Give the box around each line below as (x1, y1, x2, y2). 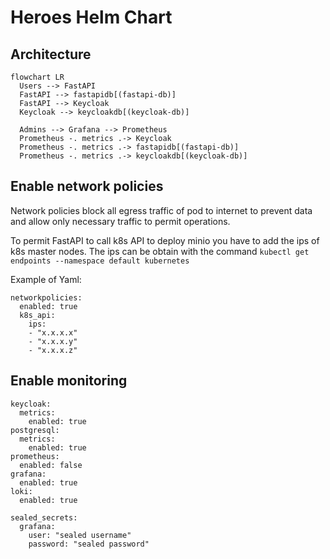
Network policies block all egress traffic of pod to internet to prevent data (10, 204, 313, 216)
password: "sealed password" (28, 539, 150, 549)
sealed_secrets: (10, 512, 78, 523)
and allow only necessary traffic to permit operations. (10, 215, 231, 227)
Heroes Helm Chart (10, 6, 173, 29)
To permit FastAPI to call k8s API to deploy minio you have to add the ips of (10, 234, 320, 246)
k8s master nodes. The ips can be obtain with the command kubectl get (10, 245, 310, 257)
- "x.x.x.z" (28, 345, 78, 355)
